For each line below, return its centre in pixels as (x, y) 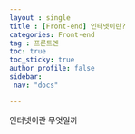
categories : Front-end (52, 34)
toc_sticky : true (42, 60)
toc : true (28, 52)
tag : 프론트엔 (34, 43)
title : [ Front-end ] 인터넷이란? (68, 26)
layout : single (40, 18)
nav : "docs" (36, 85)
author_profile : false (52, 69)
